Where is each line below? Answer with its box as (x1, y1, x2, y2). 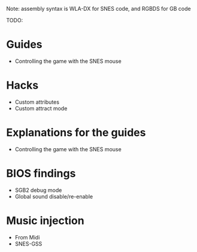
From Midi (14, 233, 40, 241)
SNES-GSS (14, 240, 43, 247)
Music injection (6, 214, 85, 227)
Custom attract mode (14, 104, 68, 112)
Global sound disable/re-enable (14, 193, 93, 200)
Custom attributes (14, 98, 60, 106)
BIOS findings (6, 167, 76, 180)
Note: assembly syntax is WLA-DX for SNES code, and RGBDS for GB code (6, 5, 191, 12)
